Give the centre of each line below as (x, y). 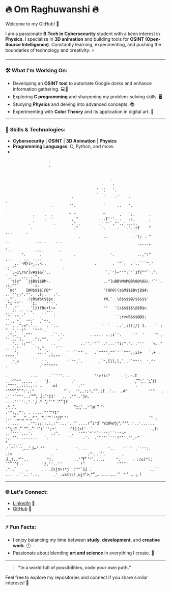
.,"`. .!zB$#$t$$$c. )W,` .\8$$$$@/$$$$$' (77, 299)
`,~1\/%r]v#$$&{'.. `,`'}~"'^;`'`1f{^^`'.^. (84, 272)
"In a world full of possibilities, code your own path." (74, 568)
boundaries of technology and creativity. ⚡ (50, 50)
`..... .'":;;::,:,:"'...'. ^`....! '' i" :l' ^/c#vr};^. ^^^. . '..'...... (80, 423)
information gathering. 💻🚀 (40, 89)
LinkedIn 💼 (24, 503)
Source (13, 44)
